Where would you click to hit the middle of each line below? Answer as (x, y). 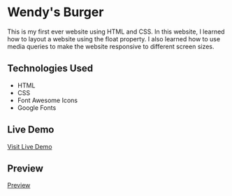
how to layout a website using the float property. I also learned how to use (114, 38)
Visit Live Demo (30, 146)
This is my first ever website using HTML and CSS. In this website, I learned (116, 31)
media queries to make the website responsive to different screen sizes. (111, 46)
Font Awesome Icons (48, 100)
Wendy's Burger (56, 12)
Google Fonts (37, 107)
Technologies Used (50, 68)
